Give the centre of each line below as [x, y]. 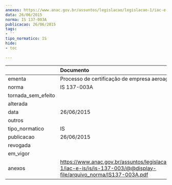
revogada [19, 145]
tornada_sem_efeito [31, 95]
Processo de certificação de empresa [105, 79]
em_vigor [19, 153]
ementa [17, 79]
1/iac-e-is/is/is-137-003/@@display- [108, 168]
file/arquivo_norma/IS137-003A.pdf [104, 174]
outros [16, 120]
